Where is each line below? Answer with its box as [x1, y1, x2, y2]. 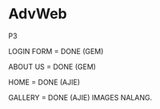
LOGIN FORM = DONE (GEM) [8, 46, 104, 56]
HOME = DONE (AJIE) [8, 77, 81, 87]
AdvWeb [8, 5, 67, 23]
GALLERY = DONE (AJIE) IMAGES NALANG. [8, 92, 153, 102]
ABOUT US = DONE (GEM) [8, 61, 96, 72]
